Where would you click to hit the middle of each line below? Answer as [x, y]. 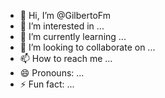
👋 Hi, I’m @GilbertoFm [65, 15]
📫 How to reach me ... [66, 58]
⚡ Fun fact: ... [47, 84]
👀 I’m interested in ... [62, 26]
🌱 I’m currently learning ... [73, 36]
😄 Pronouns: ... [52, 73]
